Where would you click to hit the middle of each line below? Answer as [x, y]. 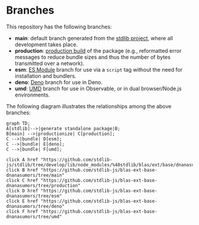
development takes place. [46, 44]
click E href [22, 201]
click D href [22, 191]
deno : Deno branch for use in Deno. [59, 82]
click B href [22, 170]
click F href [22, 211]
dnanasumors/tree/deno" [36, 206]
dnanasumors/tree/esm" [34, 196]
